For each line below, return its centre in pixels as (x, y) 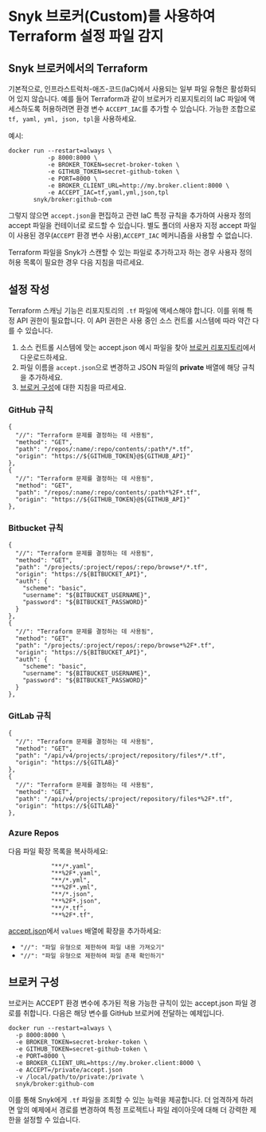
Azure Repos (34, 832)
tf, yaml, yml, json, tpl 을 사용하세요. (72, 119)
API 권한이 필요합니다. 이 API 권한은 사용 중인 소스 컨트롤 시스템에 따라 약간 (133, 320)
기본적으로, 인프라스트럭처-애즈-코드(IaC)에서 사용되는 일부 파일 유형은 (119, 89)
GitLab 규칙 (30, 716)
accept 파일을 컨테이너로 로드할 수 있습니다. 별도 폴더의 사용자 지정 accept (125, 225)
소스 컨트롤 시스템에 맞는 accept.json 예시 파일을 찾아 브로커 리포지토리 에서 (138, 347)
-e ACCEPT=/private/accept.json (69, 1070)
